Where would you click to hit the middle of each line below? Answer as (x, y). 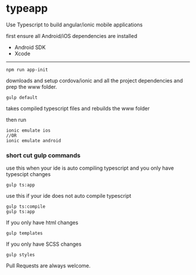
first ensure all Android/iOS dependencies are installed (72, 36)
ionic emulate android (34, 140)
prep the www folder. (32, 87)
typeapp (27, 8)
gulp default (22, 97)
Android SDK (30, 47)
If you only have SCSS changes (44, 244)
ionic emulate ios (28, 130)
